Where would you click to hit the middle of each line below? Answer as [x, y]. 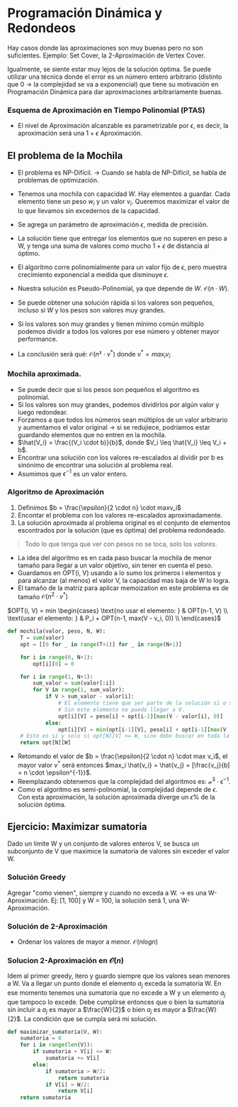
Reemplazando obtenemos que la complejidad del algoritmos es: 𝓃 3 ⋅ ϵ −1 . [124, 780]
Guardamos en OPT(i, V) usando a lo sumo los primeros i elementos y [119, 572]
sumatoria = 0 [41, 1038]
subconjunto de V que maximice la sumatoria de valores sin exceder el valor [119, 851]
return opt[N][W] [46, 743]
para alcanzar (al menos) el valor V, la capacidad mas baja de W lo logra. [124, 580]
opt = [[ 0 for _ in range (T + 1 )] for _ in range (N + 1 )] [101, 644]
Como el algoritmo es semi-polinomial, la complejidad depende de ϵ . [118, 789]
